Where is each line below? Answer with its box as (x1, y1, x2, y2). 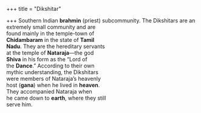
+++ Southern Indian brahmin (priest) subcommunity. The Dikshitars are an (6, 17, 196, 24)
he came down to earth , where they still (6, 94, 106, 101)
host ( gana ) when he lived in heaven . (6, 81, 100, 89)
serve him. (6, 101, 33, 108)
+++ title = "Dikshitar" (6, 5, 62, 12)
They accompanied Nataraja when (6, 88, 92, 95)
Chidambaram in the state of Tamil (6, 36, 95, 43)
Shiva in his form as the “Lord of (6, 56, 88, 63)
